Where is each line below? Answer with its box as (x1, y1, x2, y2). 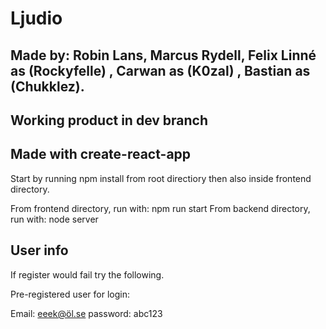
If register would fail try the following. (10, 268, 165, 281)
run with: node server (10, 213, 99, 225)
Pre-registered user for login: (10, 288, 130, 300)
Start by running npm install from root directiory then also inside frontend (10, 172, 312, 184)
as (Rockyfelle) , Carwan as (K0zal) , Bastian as (10, 62, 311, 79)
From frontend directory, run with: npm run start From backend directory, (10, 202, 311, 214)
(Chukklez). (10, 78, 85, 95)
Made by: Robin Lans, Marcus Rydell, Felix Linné (10, 47, 317, 64)
